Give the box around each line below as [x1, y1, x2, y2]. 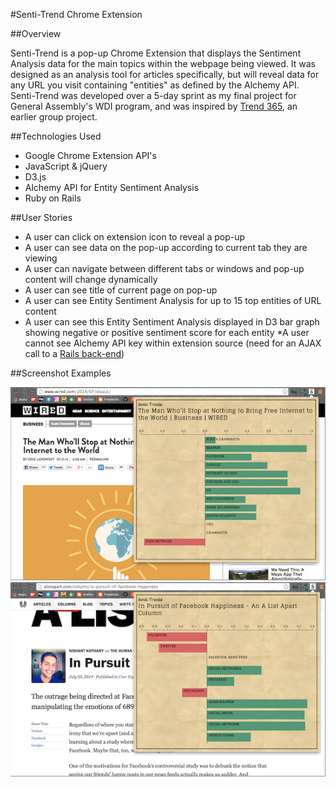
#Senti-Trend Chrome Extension [10, 9, 143, 20]
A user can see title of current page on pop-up [24, 284, 218, 296]
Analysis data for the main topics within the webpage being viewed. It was [10, 58, 316, 69]
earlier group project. [10, 111, 98, 123]
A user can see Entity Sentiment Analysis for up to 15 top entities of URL [24, 295, 322, 306]
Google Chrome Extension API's [24, 150, 157, 161]
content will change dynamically [24, 274, 158, 285]
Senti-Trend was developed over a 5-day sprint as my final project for [10, 90, 297, 101]
